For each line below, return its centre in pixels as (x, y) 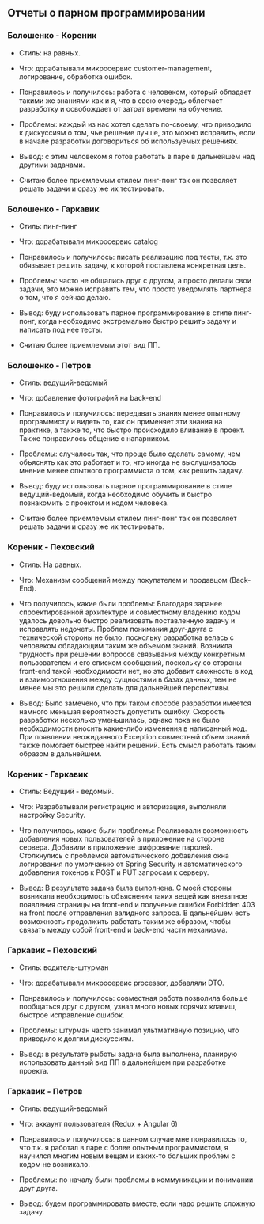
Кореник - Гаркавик (48, 774)
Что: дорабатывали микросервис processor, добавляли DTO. (121, 983)
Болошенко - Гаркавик (53, 209)
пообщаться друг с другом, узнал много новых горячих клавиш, (128, 1007)
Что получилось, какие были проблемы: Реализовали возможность (134, 830)
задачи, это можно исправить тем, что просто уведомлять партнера (135, 289)
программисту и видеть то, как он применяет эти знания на (121, 422)
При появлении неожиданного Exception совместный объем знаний (134, 736)
